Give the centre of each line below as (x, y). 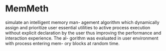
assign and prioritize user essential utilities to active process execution (78, 27)
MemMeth (27, 9)
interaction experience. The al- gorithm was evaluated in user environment (82, 38)
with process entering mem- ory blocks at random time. (62, 43)
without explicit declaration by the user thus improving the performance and (83, 33)
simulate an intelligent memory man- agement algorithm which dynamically (82, 22)
